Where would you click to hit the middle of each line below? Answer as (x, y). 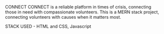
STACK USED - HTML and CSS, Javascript (48, 26)
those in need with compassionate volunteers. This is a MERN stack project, (82, 12)
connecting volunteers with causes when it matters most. (63, 17)
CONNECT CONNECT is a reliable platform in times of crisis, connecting (78, 7)
